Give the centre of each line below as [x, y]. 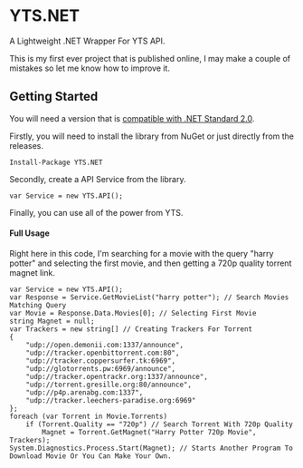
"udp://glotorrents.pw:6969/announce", [101, 368]
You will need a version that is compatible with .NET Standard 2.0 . [132, 118]
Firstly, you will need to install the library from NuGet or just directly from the [152, 136]
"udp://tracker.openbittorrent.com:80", [103, 353]
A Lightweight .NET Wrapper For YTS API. [87, 41]
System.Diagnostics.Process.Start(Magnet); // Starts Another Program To [151, 448]
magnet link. [33, 272]
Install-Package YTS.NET [56, 162]
